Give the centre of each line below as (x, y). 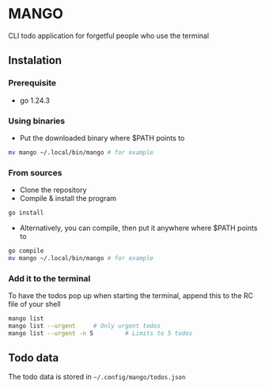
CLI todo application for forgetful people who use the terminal (109, 36)
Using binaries (37, 121)
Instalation (35, 60)
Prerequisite (32, 83)
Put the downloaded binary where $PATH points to (102, 138)
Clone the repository (53, 190)
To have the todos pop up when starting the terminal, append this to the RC (131, 296)
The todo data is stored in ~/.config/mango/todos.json (97, 377)
